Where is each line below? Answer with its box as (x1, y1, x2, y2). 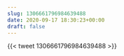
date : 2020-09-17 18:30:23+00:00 (7, 17, 105, 24)
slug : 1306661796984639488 (7, 10, 86, 17)
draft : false (7, 23, 46, 30)
